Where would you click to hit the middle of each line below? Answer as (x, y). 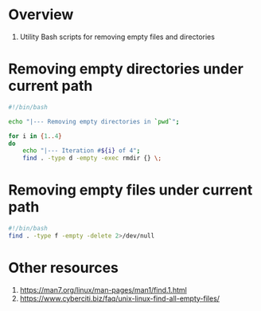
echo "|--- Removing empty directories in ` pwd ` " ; (94, 121)
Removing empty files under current (130, 190)
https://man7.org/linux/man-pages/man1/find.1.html (103, 289)
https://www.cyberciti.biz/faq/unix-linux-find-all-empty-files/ (120, 298)
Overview (41, 15)
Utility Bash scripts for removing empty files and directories (117, 37)
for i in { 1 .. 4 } (35, 136)
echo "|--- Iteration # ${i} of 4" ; (82, 151)
